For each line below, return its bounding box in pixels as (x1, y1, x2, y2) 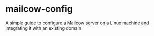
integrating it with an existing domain (5, 25, 82, 31)
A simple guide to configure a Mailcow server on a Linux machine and (5, 20, 149, 26)
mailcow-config (5, 3, 73, 15)
